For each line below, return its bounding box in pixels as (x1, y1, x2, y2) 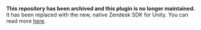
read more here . (6, 18, 46, 24)
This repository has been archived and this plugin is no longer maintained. (6, 5, 196, 12)
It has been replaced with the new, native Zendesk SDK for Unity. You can (6, 11, 188, 18)
